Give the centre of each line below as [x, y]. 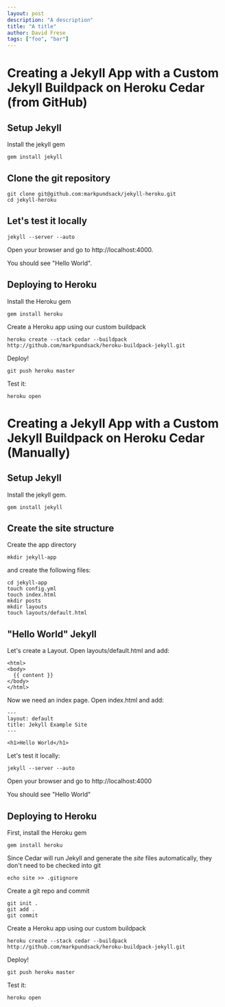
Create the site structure [61, 528]
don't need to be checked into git [54, 865]
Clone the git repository [59, 178]
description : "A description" [50, 20]
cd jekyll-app [27, 583]
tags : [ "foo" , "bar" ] [38, 39]
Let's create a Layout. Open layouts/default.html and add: [88, 651]
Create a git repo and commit [48, 891]
